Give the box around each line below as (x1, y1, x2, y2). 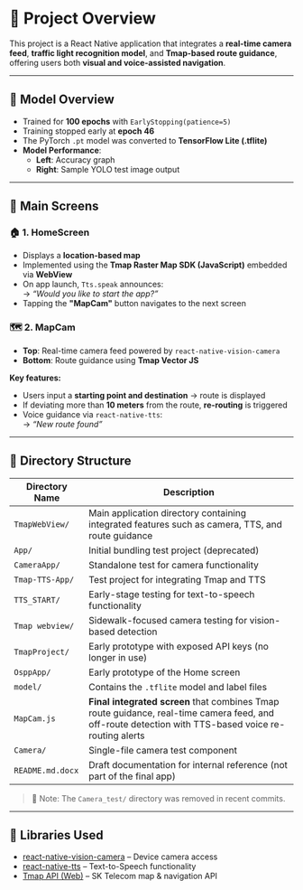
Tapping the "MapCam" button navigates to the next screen (22, 298, 246, 309)
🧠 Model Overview (9, 92, 115, 108)
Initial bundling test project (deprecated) (88, 544, 260, 557)
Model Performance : (22, 145, 102, 155)
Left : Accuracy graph (35, 154, 115, 165)
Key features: (9, 372, 61, 383)
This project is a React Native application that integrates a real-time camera (9, 38, 292, 49)
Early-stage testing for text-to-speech (88, 587, 255, 600)
